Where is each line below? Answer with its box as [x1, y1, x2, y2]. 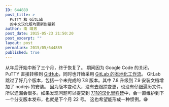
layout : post [5, 41, 33, 46]
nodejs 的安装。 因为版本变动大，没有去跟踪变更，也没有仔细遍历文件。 [15, 83, 165, 89]
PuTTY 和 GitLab [10, 17, 44, 22]
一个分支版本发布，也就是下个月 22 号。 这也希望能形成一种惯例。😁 [5, 96, 148, 102]
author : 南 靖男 [5, 26, 38, 31]
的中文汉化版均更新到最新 [10, 21, 56, 27]
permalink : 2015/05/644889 [5, 45, 62, 50]
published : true [5, 50, 40, 55]
